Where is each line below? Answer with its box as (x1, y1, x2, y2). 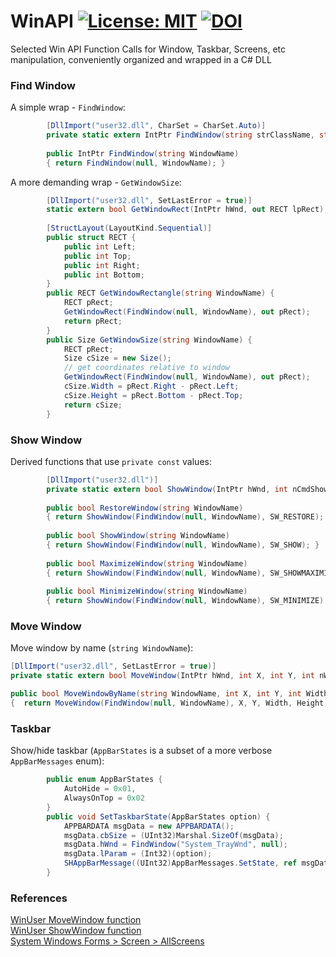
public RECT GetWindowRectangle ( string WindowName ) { (46, 288, 275, 299)
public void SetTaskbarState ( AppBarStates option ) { (46, 811, 271, 822)
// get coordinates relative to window (63, 363, 230, 373)
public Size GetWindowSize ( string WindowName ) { (46, 335, 253, 345)
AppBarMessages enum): (10, 755, 105, 767)
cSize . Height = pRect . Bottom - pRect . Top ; (63, 390, 244, 400)
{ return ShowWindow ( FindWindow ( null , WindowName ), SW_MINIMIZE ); (46, 596, 329, 606)
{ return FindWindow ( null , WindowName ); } (46, 158, 226, 168)
